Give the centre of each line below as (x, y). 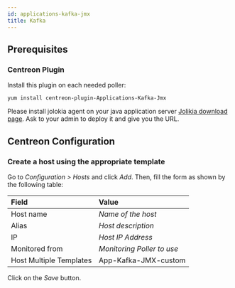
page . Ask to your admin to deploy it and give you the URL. (93, 119)
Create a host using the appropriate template (86, 161)
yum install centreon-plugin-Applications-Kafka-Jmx (87, 98)
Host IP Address (125, 237)
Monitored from (37, 248)
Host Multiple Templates (51, 260)
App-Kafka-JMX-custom (142, 260)
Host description (126, 225)
